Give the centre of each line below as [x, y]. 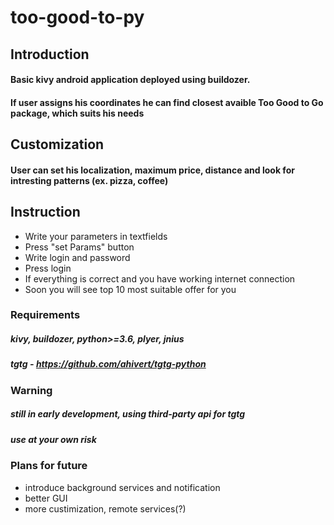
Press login [48, 268]
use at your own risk [53, 439]
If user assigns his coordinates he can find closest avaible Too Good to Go [167, 102]
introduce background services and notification [122, 487]
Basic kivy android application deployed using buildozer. [130, 80]
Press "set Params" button [79, 247]
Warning [31, 390]
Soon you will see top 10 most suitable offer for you [130, 289]
